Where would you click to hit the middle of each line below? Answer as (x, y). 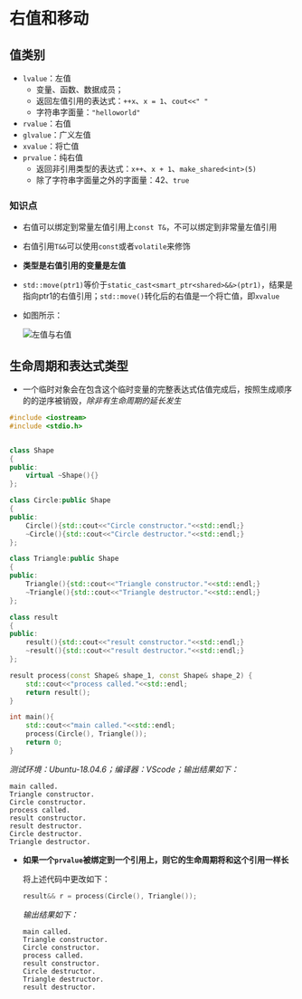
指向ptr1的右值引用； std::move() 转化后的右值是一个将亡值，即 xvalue (151, 296)
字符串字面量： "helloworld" (88, 112)
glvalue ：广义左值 (57, 135)
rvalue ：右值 (47, 124)
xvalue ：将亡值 (51, 146)
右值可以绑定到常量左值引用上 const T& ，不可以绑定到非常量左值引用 (150, 227)
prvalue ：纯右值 (52, 157)
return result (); (58, 692)
